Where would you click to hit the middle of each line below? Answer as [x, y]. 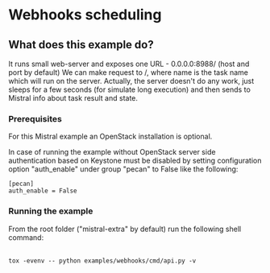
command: [26, 237]
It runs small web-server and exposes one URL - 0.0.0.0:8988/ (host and [129, 64]
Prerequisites [35, 118]
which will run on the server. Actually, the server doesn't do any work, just [131, 81]
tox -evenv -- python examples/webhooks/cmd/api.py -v [102, 261]
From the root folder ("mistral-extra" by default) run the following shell [125, 229]
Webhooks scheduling [85, 15]
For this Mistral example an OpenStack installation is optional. [110, 136]
